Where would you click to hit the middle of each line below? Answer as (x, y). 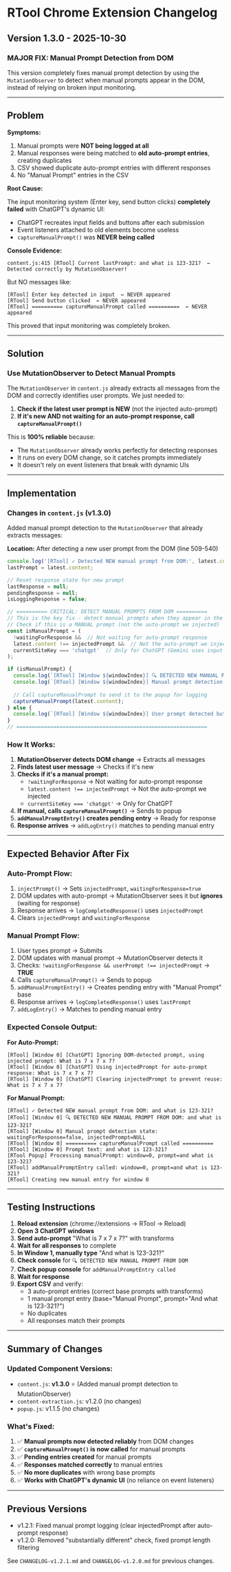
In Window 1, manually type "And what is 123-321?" (91, 1253)
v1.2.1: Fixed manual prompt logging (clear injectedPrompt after (106, 1526)
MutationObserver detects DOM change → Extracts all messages (111, 760)
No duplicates (47, 1313)
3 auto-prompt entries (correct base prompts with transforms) (115, 1291)
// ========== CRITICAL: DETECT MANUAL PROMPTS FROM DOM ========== (107, 612)
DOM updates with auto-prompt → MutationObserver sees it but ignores (120, 896)
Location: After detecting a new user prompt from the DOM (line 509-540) (113, 549)
